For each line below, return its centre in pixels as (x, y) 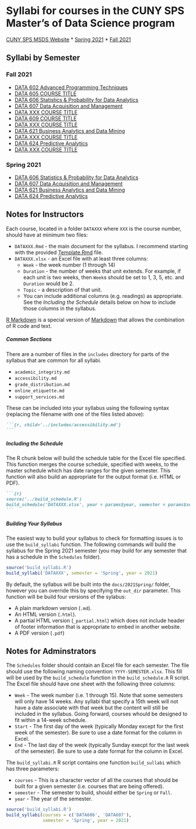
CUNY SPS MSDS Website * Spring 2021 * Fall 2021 (69, 39)
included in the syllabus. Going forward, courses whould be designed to (101, 714)
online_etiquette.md (39, 390)
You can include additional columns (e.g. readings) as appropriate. (103, 296)
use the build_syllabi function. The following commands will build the (91, 544)
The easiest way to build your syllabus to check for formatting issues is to (94, 538)
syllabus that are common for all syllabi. (54, 360)
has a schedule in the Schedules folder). (54, 557)
